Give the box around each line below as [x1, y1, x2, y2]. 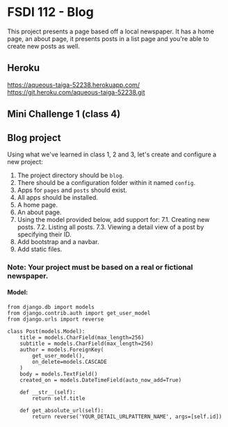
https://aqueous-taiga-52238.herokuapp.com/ [7, 81, 140, 89]
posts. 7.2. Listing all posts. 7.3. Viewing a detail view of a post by [17, 223, 204, 231]
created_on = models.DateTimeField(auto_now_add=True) [19, 377, 182, 384]
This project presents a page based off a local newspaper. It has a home [7, 27, 214, 35]
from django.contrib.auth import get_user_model [7, 310, 151, 317]
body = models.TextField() [19, 371, 98, 378]
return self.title [32, 395, 85, 402]
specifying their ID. [17, 230, 72, 239]
